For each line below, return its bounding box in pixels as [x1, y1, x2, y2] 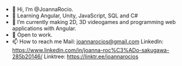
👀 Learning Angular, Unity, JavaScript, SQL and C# [11, 12, 139, 19]
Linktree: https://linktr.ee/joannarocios [43, 53, 139, 60]
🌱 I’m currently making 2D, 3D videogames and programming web [11, 19, 176, 25]
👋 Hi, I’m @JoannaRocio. [11, 6, 74, 13]
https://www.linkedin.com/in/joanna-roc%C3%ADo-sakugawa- [11, 47, 170, 53]
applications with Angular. [11, 25, 77, 32]
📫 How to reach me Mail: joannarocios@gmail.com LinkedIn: [11, 38, 164, 45]
